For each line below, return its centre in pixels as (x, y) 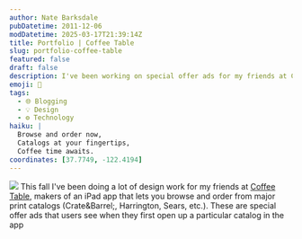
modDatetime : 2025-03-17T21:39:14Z (76, 34)
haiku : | (26, 127)
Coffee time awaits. (56, 151)
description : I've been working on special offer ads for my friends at (148, 76)
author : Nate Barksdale (54, 18)
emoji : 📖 (26, 84)
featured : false (40, 59)
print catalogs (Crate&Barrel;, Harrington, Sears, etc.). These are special (143, 205)
